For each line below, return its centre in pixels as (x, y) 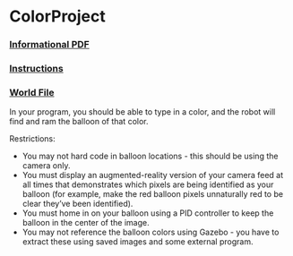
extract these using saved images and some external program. (138, 242)
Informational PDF (49, 45)
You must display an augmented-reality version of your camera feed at (153, 175)
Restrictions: (32, 139)
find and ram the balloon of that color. (79, 122)
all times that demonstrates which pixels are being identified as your (148, 184)
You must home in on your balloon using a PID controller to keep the (148, 213)
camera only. (46, 166)
